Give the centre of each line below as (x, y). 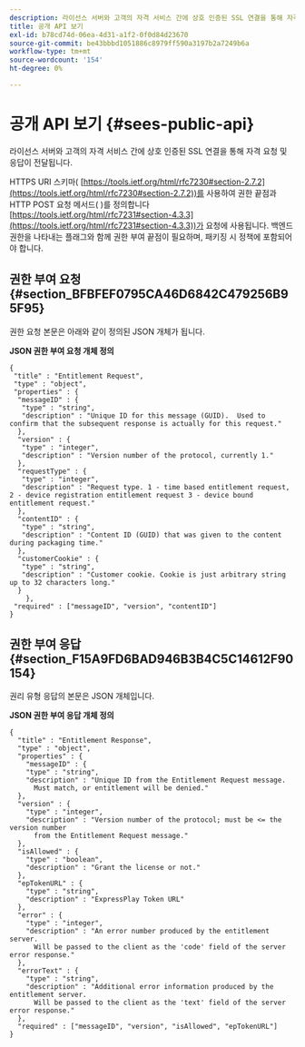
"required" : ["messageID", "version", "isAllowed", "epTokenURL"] (148, 1027)
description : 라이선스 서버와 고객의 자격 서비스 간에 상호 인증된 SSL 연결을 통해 (146, 18)
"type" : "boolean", (64, 860)
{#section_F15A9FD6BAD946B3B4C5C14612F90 (152, 659)
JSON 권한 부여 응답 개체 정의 (62, 716)
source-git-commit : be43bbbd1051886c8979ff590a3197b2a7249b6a (129, 43)
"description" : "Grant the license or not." (113, 868)
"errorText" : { (48, 971)
